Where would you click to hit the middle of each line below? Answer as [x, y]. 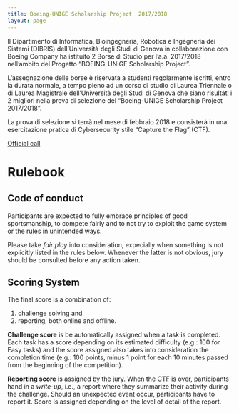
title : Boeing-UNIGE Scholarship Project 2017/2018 [87, 14]
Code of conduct [46, 198]
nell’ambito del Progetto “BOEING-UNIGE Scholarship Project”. [99, 64]
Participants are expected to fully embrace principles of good [97, 216]
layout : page [27, 21]
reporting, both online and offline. [67, 321]
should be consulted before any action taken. [74, 260]
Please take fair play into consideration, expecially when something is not [115, 244]
